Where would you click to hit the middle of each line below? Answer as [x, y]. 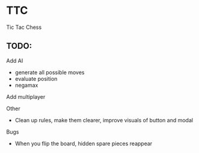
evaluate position [36, 78]
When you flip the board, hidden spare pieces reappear [84, 143]
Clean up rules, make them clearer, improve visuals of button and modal [104, 120]
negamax [26, 85]
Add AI [15, 60]
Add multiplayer [26, 96]
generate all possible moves [50, 72]
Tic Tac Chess [24, 27]
